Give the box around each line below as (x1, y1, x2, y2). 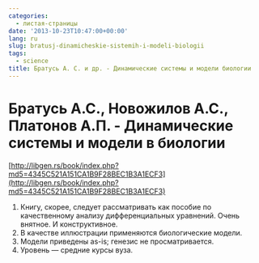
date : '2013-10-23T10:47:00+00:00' (8, 27, 129, 35)
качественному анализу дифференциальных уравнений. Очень (19, 210, 240, 220)
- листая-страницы (15, 19, 79, 28)
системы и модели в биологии (8, 134, 226, 152)
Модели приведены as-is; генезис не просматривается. (19, 236, 214, 246)
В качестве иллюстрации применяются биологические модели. (19, 227, 243, 237)
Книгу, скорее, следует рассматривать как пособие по (19, 201, 212, 211)
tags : (8, 49, 27, 57)
